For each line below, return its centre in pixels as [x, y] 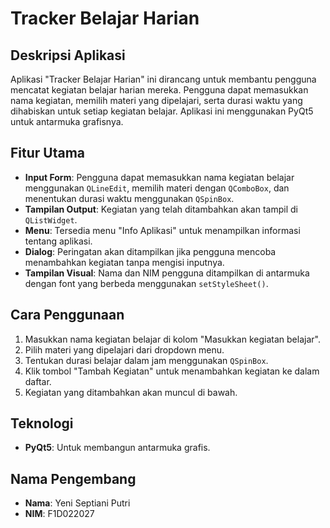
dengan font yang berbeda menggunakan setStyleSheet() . [146, 283]
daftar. [38, 381]
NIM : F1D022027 [59, 514]
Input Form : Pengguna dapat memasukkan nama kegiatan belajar [159, 177]
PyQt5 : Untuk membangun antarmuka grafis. [117, 448]
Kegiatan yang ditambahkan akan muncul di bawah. [131, 392]
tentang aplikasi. [58, 241]
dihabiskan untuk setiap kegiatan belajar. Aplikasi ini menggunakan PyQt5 [162, 111]
